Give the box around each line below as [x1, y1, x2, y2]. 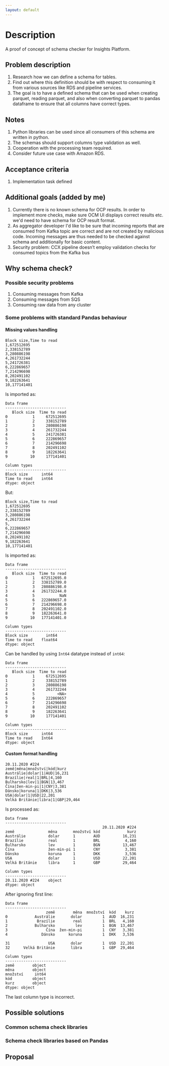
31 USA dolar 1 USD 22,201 [5, 941, 135, 946]
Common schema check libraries [5, 1024, 88, 1031]
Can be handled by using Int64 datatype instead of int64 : [5, 650, 125, 656]
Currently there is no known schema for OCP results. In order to [12, 206, 145, 212]
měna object [5, 967, 46, 972]
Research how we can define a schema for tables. [12, 74, 117, 80]
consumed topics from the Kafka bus [12, 249, 90, 255]
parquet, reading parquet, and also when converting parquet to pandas [12, 96, 160, 102]
